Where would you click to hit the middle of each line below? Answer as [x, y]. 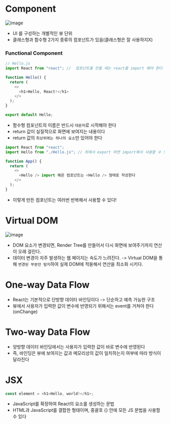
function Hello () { [26, 77]
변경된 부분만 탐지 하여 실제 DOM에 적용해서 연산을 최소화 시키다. [80, 264]
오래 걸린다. [30, 251]
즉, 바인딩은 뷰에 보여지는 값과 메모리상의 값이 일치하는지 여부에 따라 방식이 [87, 353]
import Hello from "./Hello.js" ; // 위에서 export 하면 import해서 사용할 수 [83, 152]
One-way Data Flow [48, 285]
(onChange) [25, 312]
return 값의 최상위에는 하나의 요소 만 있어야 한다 [57, 138]
